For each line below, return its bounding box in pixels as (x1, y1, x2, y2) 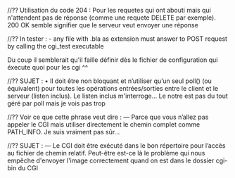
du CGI (18, 164, 39, 172)
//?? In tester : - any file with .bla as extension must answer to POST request (7, 34, 227, 43)
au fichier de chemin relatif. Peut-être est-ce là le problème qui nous (7, 149, 205, 157)
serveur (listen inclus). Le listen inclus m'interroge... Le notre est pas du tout (7, 91, 229, 100)
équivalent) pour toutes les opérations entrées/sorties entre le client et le (7, 84, 219, 92)
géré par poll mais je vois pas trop (7, 99, 106, 108)
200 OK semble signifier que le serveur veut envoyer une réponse (7, 21, 198, 29)
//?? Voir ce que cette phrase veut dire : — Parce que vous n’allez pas (7, 113, 209, 121)
